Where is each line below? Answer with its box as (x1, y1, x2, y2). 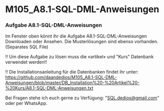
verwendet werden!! (5, 59, 47, 65)
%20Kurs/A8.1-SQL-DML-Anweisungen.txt (5, 85, 94, 91)
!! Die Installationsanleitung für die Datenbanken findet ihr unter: (5, 69, 139, 75)
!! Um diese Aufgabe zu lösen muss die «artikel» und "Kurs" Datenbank (5, 54, 154, 60)
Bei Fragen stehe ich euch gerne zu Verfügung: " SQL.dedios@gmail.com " (5, 95, 159, 101)
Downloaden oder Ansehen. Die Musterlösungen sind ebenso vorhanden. (5, 39, 158, 45)
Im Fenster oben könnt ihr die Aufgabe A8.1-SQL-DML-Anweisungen (5, 33, 147, 39)
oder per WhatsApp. (5, 100, 48, 106)
